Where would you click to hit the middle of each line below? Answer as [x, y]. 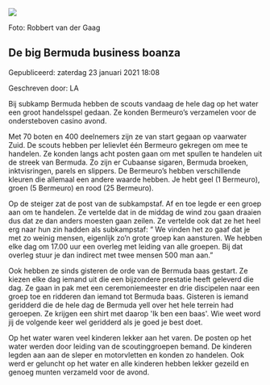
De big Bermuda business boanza [95, 53]
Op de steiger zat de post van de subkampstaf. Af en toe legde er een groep [135, 203]
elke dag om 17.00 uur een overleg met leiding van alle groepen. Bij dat [126, 246]
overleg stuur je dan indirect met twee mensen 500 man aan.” [111, 255]
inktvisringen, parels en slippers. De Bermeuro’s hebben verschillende [125, 170]
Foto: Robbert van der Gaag [54, 27]
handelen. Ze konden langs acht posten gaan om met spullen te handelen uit [135, 153]
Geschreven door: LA [44, 88]
